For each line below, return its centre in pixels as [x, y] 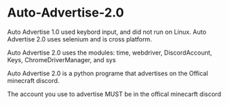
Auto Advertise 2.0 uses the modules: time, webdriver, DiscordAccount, [110, 52]
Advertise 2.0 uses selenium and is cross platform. [80, 39]
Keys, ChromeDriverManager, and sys [62, 59]
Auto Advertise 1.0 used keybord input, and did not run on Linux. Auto [107, 32]
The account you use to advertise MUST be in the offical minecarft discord [114, 94]
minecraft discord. [33, 80]
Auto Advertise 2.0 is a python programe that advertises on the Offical [108, 73]
